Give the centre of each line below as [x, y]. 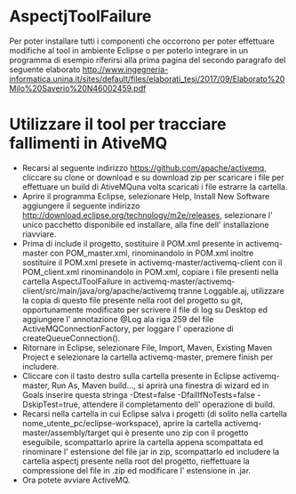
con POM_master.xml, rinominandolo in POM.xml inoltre [152, 253]
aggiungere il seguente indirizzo [81, 206]
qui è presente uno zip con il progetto [180, 433]
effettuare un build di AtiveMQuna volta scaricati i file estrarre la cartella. [155, 186]
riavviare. [39, 234]
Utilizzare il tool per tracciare [118, 124]
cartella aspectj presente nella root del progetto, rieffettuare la [136, 461]
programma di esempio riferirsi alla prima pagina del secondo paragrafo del [148, 60]
